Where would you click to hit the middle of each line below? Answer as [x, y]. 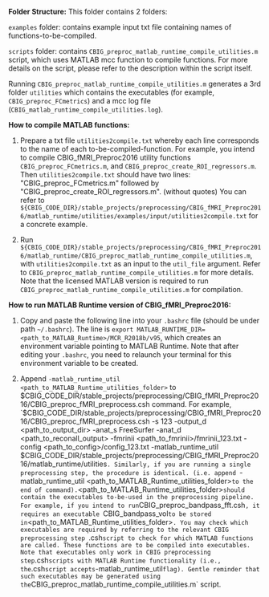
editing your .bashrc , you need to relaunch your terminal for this [126, 355]
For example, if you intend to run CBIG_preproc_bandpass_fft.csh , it [140, 505]
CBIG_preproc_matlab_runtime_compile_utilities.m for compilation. [131, 289]
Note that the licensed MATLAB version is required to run [114, 281]
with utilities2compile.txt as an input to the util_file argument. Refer [140, 264]
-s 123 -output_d [179, 421]
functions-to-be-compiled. [53, 36]
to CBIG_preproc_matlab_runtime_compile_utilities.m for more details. [137, 272]
